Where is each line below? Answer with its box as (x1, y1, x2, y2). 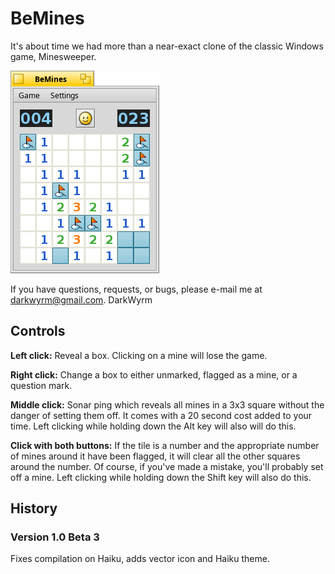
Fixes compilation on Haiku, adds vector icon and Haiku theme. (10, 553, 270, 565)
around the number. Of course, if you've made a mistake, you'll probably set (10, 460, 324, 472)
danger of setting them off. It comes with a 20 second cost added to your (10, 409, 313, 421)
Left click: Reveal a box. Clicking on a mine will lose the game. (10, 349, 268, 361)
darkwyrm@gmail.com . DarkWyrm (10, 293, 153, 306)
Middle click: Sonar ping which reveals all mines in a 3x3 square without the (10, 398, 325, 411)
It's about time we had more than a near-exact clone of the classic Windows (10, 40, 324, 52)
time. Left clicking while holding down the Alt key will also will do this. (10, 420, 297, 432)
